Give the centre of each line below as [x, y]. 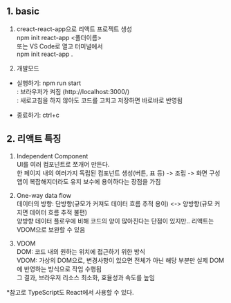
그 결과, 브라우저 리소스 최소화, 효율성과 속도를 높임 [85, 277]
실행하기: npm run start [49, 83]
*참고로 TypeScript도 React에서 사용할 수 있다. [70, 292]
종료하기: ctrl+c [38, 115]
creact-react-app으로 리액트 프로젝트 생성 [74, 29]
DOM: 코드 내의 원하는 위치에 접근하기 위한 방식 [81, 251]
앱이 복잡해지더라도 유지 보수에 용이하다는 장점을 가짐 [89, 181]
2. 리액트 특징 [34, 139]
